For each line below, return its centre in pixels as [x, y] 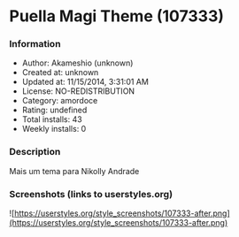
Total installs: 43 [52, 119]
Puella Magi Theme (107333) [116, 16]
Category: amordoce [60, 101]
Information [35, 44]
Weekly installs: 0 [54, 129]
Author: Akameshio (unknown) [77, 63]
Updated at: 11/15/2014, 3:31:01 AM [85, 82]
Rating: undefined [54, 110]
